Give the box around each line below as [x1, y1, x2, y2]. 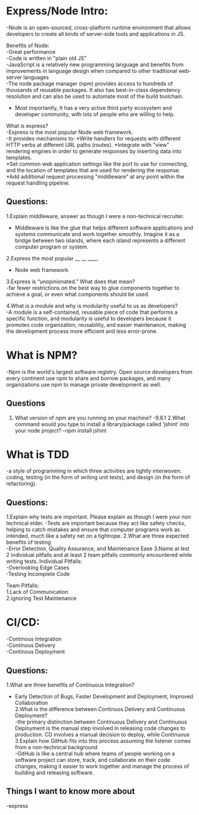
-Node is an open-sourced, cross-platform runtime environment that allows [6, 24, 191, 31]
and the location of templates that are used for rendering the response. [6, 166, 181, 174]
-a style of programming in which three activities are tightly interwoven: [6, 467, 182, 474]
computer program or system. [14, 243, 89, 250]
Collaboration [14, 699, 48, 706]
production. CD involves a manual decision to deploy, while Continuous [14, 731, 189, 738]
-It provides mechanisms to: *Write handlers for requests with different [6, 134, 181, 142]
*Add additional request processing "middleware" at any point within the [6, 173, 185, 180]
